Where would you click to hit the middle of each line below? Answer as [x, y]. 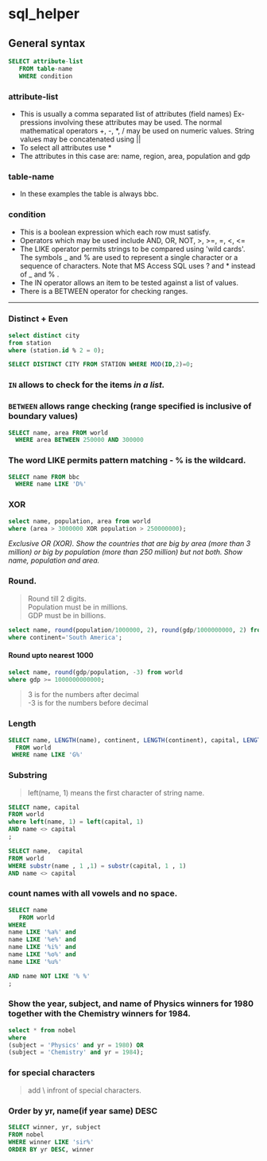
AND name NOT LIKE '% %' [49, 976]
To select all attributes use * [66, 147]
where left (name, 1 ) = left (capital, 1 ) [76, 822]
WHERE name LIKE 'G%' [47, 755]
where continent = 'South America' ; [66, 637]
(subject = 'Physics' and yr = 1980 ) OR [76, 1045]
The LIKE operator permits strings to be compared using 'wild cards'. [132, 249]
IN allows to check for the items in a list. [87, 385]
